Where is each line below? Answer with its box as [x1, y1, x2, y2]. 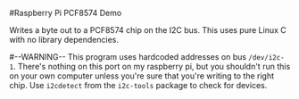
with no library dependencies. [9, 35, 119, 45]
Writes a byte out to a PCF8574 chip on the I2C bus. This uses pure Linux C [9, 25, 287, 35]
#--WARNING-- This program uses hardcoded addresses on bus [9, 52, 247, 62]
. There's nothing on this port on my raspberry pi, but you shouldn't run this [12, 62, 291, 71]
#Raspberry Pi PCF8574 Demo [9, 8, 122, 18]
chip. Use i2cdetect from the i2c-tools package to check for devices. [9, 80, 268, 90]
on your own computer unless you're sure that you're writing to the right [9, 70, 275, 81]
